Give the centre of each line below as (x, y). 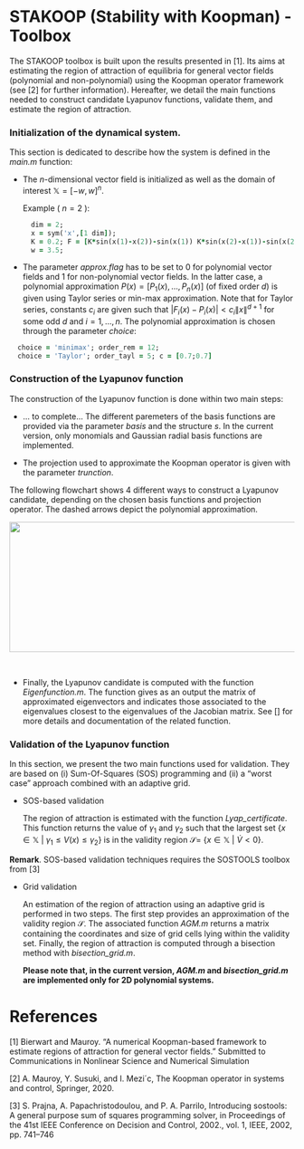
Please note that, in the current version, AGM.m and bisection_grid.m (155, 970)
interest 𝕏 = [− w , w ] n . (63, 190)
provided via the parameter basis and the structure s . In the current (148, 426)
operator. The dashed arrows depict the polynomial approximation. (133, 509)
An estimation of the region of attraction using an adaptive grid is (143, 904)
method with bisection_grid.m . (79, 953)
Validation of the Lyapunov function (90, 744)
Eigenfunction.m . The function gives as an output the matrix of (139, 692)
